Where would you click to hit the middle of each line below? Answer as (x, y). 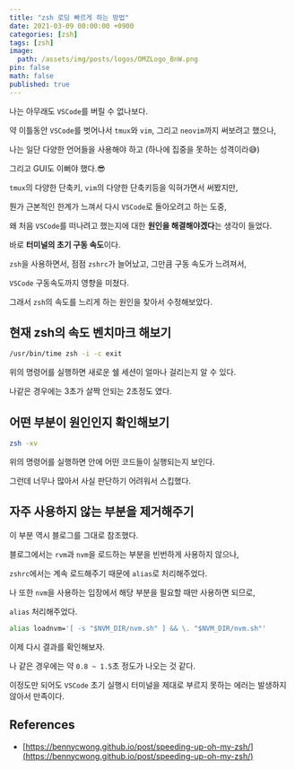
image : (22, 51)
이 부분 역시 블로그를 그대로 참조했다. (74, 535)
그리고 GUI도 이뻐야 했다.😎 (57, 168)
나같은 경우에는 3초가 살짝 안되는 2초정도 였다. (91, 391)
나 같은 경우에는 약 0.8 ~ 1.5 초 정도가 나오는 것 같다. (102, 666)
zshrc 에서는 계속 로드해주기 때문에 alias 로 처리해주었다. (108, 573)
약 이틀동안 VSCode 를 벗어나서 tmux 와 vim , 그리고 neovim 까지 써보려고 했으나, (143, 130)
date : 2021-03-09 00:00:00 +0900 (72, 26)
